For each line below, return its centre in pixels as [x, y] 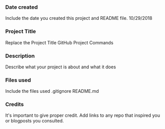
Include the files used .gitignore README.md [52, 91]
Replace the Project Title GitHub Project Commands [59, 42]
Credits [14, 105]
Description [20, 56]
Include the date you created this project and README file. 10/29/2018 [79, 18]
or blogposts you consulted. [35, 121]
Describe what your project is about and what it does [61, 67]
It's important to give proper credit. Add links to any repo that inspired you [83, 115]
